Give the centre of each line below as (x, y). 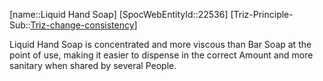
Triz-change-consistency (82, 25)
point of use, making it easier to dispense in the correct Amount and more (161, 55)
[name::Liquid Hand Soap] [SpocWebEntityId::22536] (119, 14)
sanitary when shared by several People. (93, 65)
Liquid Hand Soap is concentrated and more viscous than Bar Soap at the (160, 44)
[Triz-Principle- (262, 14)
